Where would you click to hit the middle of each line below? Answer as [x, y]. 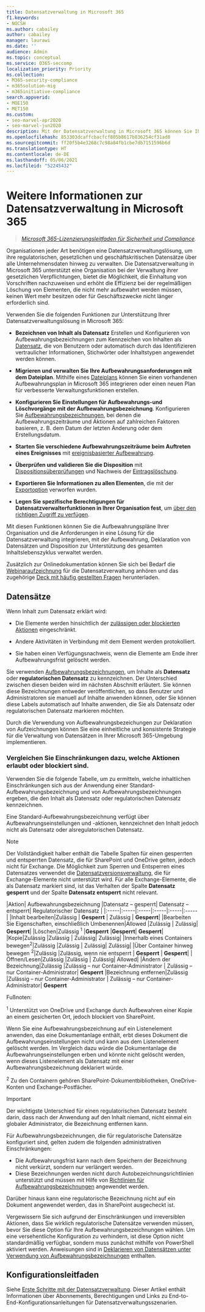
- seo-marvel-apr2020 [34, 120]
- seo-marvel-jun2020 [34, 126]
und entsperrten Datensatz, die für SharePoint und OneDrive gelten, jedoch [101, 860]
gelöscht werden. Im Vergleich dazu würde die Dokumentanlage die [92, 1048]
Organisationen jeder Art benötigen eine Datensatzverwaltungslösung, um [99, 251]
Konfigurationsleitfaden [53, 1274]
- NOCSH [16, 23]
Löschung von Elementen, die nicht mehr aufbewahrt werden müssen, [95, 290]
